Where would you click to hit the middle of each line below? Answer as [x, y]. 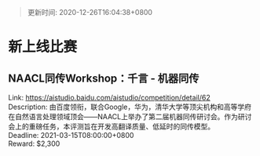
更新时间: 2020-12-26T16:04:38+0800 [90, 12]
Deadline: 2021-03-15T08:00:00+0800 [71, 135]
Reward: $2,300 [34, 143]
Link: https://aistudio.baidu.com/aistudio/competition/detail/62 [109, 98]
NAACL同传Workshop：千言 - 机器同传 [104, 78]
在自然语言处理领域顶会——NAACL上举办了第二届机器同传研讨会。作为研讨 [130, 116]
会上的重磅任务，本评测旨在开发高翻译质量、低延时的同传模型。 [111, 126]
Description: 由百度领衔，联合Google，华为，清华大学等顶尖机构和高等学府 [130, 107]
